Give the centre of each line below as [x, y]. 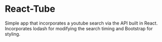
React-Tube [30, 9]
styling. [13, 34]
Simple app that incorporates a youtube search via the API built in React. [81, 23]
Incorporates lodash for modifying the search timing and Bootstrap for [79, 28]
